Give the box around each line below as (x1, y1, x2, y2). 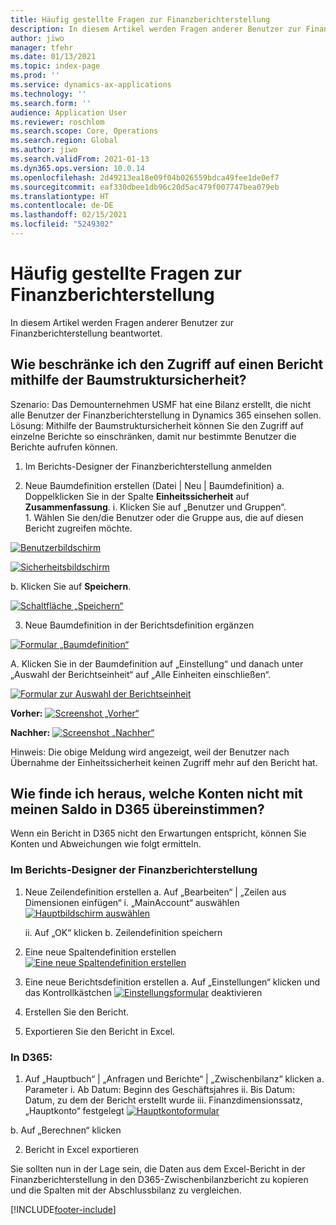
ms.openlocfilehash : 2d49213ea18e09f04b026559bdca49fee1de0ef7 (10, 172, 280, 183)
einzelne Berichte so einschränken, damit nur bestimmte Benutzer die (10, 430, 297, 442)
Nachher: (10, 726, 51, 738)
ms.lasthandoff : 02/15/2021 (10, 210, 128, 220)
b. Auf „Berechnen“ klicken (10, 1124, 122, 1136)
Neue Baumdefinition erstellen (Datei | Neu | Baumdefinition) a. (24, 479, 285, 491)
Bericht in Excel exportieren (24, 1144, 140, 1156)
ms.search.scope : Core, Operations (10, 126, 159, 136)
